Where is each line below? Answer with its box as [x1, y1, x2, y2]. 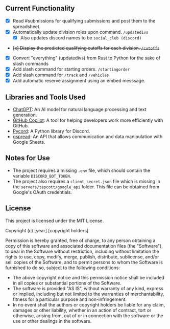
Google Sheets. [12, 139, 45, 145]
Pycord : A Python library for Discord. [12, 128, 90, 135]
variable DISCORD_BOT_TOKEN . [12, 172, 71, 179]
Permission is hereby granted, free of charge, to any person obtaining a [5, 237, 156, 244]
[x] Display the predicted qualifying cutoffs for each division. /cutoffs [12, 45, 160, 51]
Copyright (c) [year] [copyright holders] [5, 227, 89, 233]
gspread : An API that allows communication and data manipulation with [12, 134, 163, 140]
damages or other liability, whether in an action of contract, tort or [12, 307, 152, 313]
